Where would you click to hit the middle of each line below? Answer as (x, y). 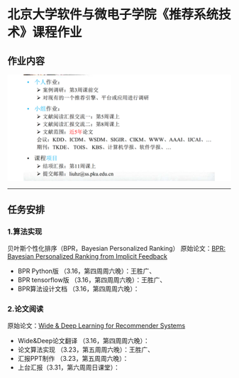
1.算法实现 (25, 232)
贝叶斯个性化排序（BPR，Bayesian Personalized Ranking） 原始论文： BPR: (116, 248)
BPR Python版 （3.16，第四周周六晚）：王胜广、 (87, 271)
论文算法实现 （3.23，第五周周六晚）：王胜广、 (86, 350)
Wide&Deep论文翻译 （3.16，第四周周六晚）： (84, 341)
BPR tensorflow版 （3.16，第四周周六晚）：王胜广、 (92, 280)
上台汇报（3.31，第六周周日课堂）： (69, 367)
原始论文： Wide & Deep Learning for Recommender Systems (96, 326)
